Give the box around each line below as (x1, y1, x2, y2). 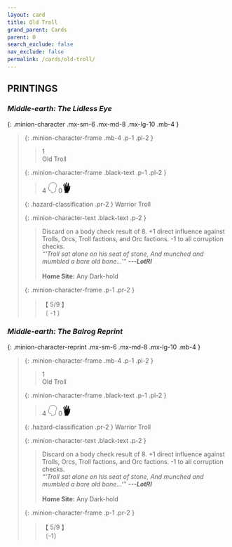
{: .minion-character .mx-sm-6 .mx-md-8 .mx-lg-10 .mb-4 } (7, 120, 179, 128)
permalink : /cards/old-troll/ (7, 56, 96, 63)
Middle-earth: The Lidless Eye (7, 104, 112, 114)
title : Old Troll (7, 18, 58, 26)
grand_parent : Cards (7, 26, 68, 33)
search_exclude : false (7, 41, 74, 49)
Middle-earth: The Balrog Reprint (7, 327, 123, 337)
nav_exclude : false (7, 49, 64, 56)
